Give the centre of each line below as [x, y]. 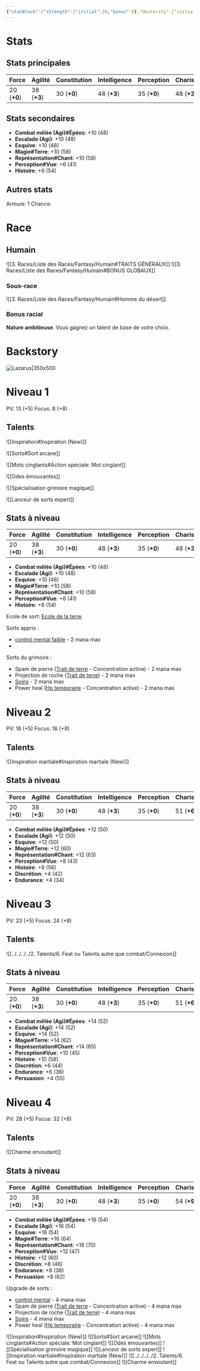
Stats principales [38, 63]
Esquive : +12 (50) [37, 842]
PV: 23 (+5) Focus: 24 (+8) [39, 921]
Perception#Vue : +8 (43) [46, 861]
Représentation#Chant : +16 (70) [55, 1245]
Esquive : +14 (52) [37, 1034]
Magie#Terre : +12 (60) [43, 848]
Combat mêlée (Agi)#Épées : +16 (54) [61, 1220]
